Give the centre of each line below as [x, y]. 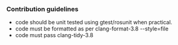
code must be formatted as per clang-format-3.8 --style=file [92, 29]
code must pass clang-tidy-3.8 [54, 35]
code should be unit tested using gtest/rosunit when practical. [94, 22]
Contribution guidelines [42, 9]
